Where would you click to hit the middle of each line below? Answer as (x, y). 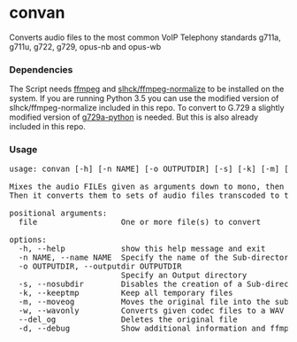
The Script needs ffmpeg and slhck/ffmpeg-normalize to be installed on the (147, 89)
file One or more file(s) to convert (140, 222)
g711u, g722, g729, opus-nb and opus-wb (85, 46)
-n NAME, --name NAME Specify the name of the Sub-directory (156, 257)
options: (28, 239)
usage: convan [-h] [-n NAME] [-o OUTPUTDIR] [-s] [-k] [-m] (145, 168)
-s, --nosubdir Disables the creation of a (130, 284)
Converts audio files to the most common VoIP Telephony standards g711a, (145, 37)
